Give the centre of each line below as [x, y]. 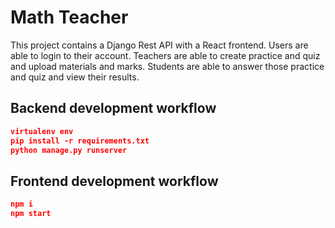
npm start [31, 214]
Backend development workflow [113, 108]
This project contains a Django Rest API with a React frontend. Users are [159, 45]
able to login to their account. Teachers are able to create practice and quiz [165, 55]
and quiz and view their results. [75, 77]
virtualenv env [42, 131]
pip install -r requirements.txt [80, 141]
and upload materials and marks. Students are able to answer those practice [167, 66]
